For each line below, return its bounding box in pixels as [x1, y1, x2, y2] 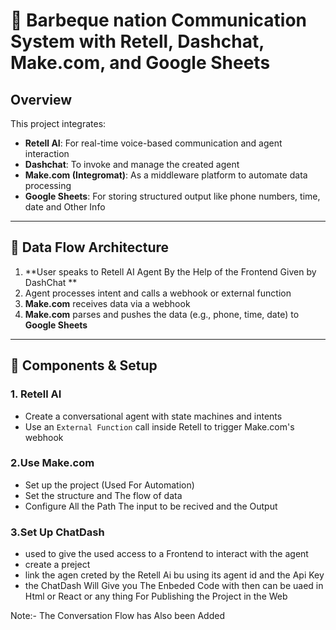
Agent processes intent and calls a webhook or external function [24, 287, 292, 299]
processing [24, 180, 72, 191]
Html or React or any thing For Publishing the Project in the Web [24, 590, 288, 603]
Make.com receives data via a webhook [24, 297, 191, 309]
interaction [24, 148, 70, 159]
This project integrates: [10, 118, 107, 129]
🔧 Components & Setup [10, 357, 158, 374]
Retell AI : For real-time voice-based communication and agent [24, 137, 283, 149]
